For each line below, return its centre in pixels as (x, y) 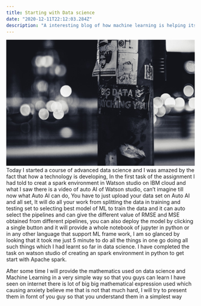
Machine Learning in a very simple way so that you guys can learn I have (96, 277)
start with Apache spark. (36, 259)
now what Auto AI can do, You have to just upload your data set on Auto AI (98, 196)
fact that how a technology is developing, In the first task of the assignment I (100, 176)
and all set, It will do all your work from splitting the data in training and (93, 202)
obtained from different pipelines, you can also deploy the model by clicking (100, 221)
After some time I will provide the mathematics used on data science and (96, 271)
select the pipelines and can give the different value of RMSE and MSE (93, 215)
